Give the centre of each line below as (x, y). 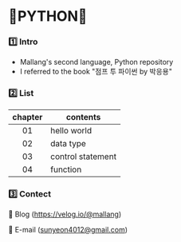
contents (84, 117)
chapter (28, 117)
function (66, 169)
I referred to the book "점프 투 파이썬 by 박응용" (96, 72)
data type (68, 143)
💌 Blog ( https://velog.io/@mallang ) (65, 214)
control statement (84, 157)
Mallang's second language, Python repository (96, 62)
